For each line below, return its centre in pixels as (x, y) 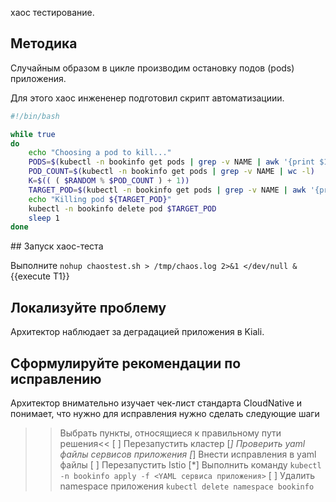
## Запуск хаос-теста (57, 246)
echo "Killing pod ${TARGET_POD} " (100, 199)
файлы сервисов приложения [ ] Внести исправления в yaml (188, 454)
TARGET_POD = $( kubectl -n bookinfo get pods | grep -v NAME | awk (167, 190)
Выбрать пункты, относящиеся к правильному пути (170, 433)
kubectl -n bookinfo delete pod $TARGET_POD (122, 208)
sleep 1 (44, 218)
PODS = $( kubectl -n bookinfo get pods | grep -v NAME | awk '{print (171, 162)
